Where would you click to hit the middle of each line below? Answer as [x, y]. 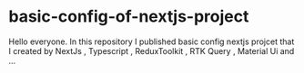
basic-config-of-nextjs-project [129, 17]
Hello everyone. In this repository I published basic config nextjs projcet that [152, 41]
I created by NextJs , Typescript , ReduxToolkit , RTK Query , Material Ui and [152, 50]
